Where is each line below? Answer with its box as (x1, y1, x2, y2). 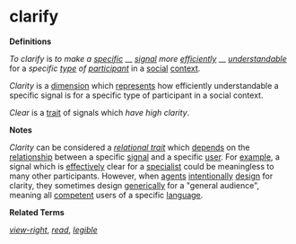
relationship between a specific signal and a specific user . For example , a (9, 151, 281, 162)
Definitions (9, 36, 52, 47)
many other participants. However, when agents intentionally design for (9, 170, 274, 181)
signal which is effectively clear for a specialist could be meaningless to (9, 161, 274, 171)
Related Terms (9, 206, 65, 217)
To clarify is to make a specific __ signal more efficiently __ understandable (9, 53, 287, 64)
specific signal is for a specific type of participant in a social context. (9, 90, 264, 100)
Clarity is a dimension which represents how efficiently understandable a (9, 80, 280, 91)
